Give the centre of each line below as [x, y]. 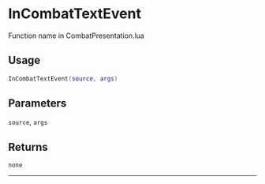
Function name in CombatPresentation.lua [76, 36]
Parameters [37, 103]
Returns [28, 147]
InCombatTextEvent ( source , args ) [63, 79]
